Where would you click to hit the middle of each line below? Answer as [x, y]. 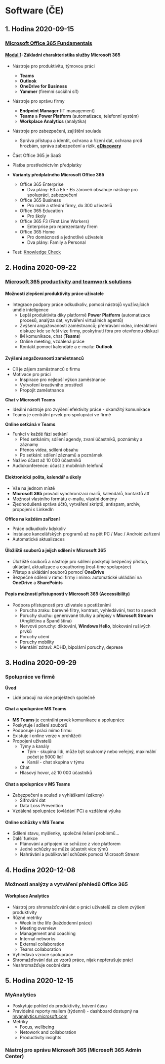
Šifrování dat [33, 800]
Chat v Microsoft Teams [30, 400]
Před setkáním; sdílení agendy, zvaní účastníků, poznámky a [81, 439]
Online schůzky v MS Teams [35, 822]
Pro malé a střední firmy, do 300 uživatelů [70, 205]
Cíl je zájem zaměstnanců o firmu [46, 369]
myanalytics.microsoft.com [40, 1016]
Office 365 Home [37, 231]
